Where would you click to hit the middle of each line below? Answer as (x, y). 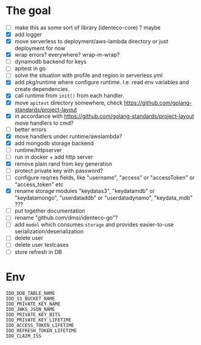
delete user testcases (42, 245)
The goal (28, 11)
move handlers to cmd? (44, 123)
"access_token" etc (39, 184)
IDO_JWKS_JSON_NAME (30, 309)
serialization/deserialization (49, 231)
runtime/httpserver (38, 150)
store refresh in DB (38, 252)
